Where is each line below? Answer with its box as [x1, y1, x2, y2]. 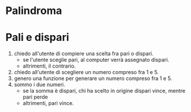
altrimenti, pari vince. [22, 100, 74, 107]
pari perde [22, 93, 48, 100]
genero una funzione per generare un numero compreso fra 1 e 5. [13, 75, 172, 82]
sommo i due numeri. [13, 81, 66, 88]
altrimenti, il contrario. [22, 62, 76, 69]
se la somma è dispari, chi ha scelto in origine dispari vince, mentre [22, 87, 186, 94]
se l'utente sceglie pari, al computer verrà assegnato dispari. [22, 57, 169, 64]
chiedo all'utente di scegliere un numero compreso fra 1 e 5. [13, 69, 159, 76]
